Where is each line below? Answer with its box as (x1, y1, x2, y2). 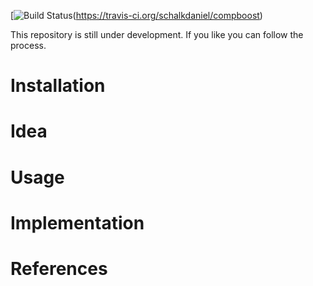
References (10, 257, 108, 280)
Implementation (10, 211, 145, 234)
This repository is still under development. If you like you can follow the (10, 29, 304, 40)
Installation (10, 75, 106, 97)
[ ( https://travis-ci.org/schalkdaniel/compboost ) (10, 10, 263, 21)
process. (10, 40, 47, 51)
